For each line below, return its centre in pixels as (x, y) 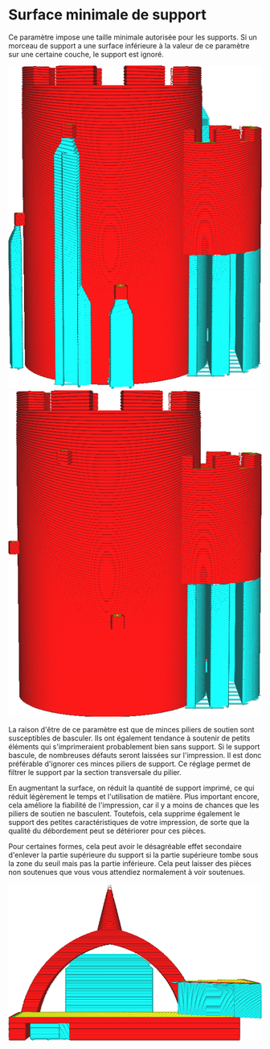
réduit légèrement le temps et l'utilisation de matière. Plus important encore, (134, 796)
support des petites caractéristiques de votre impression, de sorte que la (129, 822)
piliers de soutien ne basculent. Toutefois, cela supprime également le (124, 813)
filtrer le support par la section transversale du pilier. (95, 772)
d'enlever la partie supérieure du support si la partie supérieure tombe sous (133, 855)
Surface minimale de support (107, 15)
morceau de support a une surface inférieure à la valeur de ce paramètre (129, 45)
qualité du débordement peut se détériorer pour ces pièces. (107, 831)
